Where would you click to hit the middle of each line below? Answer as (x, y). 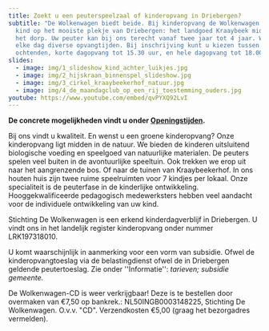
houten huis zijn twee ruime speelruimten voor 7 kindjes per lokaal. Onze (128, 179)
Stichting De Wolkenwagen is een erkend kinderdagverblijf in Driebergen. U (133, 220)
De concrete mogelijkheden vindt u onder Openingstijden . (107, 120)
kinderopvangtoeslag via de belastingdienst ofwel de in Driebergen (119, 260)
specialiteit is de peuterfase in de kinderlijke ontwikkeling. (104, 187)
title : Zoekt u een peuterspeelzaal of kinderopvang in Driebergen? (125, 16)
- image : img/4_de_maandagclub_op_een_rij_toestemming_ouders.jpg (128, 90)
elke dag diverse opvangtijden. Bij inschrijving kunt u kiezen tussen (138, 46)
